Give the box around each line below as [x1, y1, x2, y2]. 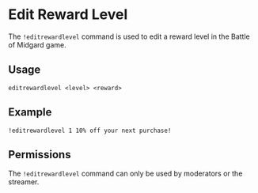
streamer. [8, 177, 40, 187]
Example [8, 105, 52, 119]
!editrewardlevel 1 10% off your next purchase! [8, 127, 172, 134]
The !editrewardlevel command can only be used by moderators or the [8, 168, 243, 179]
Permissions [8, 148, 71, 161]
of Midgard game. [8, 40, 67, 49]
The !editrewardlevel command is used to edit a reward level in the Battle [8, 32, 251, 41]
